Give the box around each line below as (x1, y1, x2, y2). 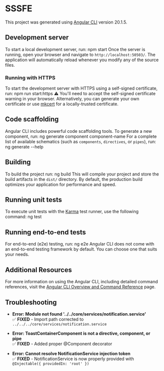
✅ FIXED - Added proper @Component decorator (12, 341, 113, 346)
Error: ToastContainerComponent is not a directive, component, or (12, 330, 151, 336)
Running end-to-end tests (5, 228, 86, 236)
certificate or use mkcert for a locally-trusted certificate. (5, 101, 118, 107)
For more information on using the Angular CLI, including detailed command (5, 279, 158, 285)
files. (5, 62, 15, 68)
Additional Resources (5, 266, 72, 274)
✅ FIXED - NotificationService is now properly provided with (12, 356, 135, 362)
